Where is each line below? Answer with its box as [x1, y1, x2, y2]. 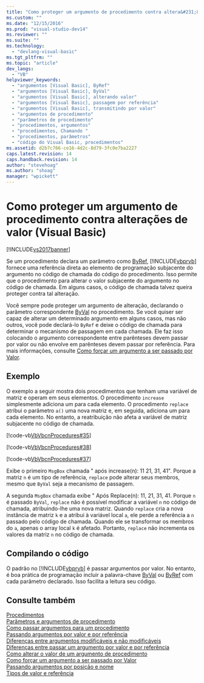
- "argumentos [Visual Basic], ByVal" [12, 88, 110, 95]
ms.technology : [6, 43, 45, 49]
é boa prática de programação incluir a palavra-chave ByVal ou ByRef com [6, 571, 193, 578]
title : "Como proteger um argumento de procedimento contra [6, 9, 162, 15]
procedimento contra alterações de [6, 213, 188, 226]
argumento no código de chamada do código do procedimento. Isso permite [6, 270, 197, 277]
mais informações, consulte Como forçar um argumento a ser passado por [6, 347, 193, 354]
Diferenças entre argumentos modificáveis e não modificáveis [6, 637, 161, 645]
